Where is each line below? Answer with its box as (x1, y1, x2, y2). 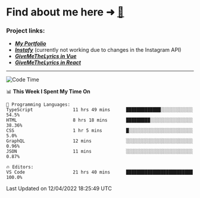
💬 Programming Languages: (6, 102, 70, 108)
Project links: (6, 27, 45, 35)
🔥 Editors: (6, 164, 34, 170)
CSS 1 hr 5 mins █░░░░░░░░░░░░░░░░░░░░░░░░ (6, 128, 193, 134)
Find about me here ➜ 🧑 (6, 5, 124, 19)
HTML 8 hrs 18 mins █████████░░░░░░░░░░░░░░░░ (6, 117, 193, 124)
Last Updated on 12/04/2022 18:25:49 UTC (6, 185, 112, 192)
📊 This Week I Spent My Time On (6, 88, 90, 95)
